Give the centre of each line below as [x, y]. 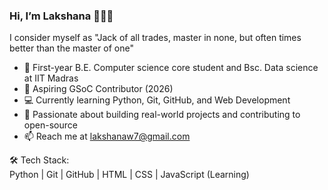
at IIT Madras [51, 78]
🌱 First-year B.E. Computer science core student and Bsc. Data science [171, 68]
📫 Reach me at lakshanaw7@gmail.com [107, 136]
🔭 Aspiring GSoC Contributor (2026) [98, 89]
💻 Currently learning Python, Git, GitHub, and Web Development [157, 100]
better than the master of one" [72, 48]
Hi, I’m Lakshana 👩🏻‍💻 [61, 16]
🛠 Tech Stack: [39, 160]
